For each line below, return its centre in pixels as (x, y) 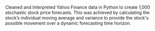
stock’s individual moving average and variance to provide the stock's (77, 18)
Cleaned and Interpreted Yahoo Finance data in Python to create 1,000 (78, 7)
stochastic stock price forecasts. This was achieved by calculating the (77, 12)
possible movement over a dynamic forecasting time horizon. (68, 23)
